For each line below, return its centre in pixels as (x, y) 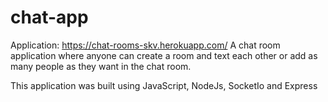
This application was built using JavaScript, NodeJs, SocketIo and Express (164, 85)
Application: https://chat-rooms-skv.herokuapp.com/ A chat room (145, 45)
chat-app (49, 17)
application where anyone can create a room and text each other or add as (164, 55)
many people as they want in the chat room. (101, 66)
